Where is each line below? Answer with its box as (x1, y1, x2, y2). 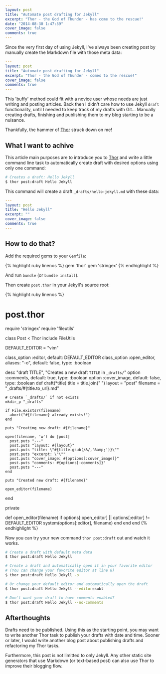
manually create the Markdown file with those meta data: (5, 49, 122, 55)
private (5, 505, 20, 511)
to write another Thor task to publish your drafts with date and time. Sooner (5, 632, 161, 638)
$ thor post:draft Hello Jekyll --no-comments (5, 600, 104, 605)
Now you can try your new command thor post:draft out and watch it (5, 534, 151, 541)
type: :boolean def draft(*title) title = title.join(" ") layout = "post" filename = (5, 380, 161, 386)
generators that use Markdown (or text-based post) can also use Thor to (5, 658, 155, 664)
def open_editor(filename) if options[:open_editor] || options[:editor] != (5, 514, 151, 520)
